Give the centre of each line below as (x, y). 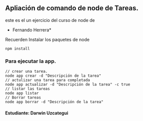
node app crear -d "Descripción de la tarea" (53, 76)
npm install (17, 49)
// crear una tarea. (27, 72)
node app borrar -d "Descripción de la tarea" (54, 102)
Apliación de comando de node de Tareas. (72, 8)
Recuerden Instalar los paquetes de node (47, 39)
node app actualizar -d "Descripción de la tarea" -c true (68, 85)
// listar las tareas (28, 89)
